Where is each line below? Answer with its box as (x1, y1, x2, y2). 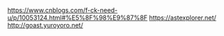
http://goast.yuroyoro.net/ (7, 21, 83, 29)
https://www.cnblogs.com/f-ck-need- (7, 6, 118, 14)
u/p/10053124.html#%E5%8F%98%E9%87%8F (7, 13, 148, 22)
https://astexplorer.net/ (149, 13, 217, 22)
